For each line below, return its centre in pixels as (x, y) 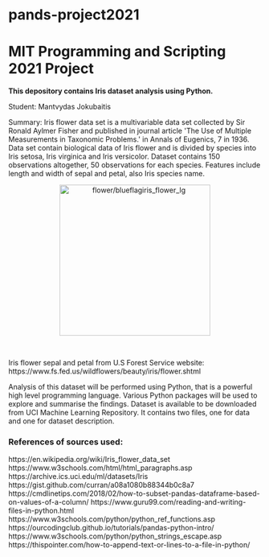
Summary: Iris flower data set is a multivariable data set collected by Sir (127, 122)
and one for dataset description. (61, 421)
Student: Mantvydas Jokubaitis (59, 107)
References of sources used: (66, 442)
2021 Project (51, 69)
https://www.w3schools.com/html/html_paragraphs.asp (100, 468)
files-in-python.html (41, 511)
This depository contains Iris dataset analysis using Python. (111, 91)
